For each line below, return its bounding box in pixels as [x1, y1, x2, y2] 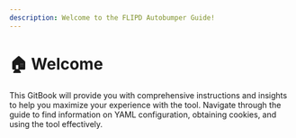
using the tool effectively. [9, 118, 103, 129]
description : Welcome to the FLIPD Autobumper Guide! [9, 13, 216, 23]
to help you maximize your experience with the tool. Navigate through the [9, 99, 282, 110]
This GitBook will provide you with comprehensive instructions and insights [9, 89, 288, 100]
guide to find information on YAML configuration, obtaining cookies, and [9, 109, 277, 120]
